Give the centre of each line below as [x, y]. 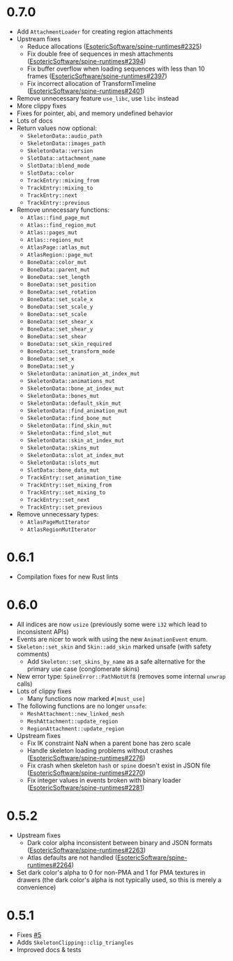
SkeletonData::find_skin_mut [69, 426]
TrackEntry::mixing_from [63, 180]
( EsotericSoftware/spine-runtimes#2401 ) [86, 91]
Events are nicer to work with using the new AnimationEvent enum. [112, 639]
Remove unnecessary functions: [63, 210]
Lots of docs [35, 120]
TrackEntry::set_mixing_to [66, 492]
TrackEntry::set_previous [65, 507]
